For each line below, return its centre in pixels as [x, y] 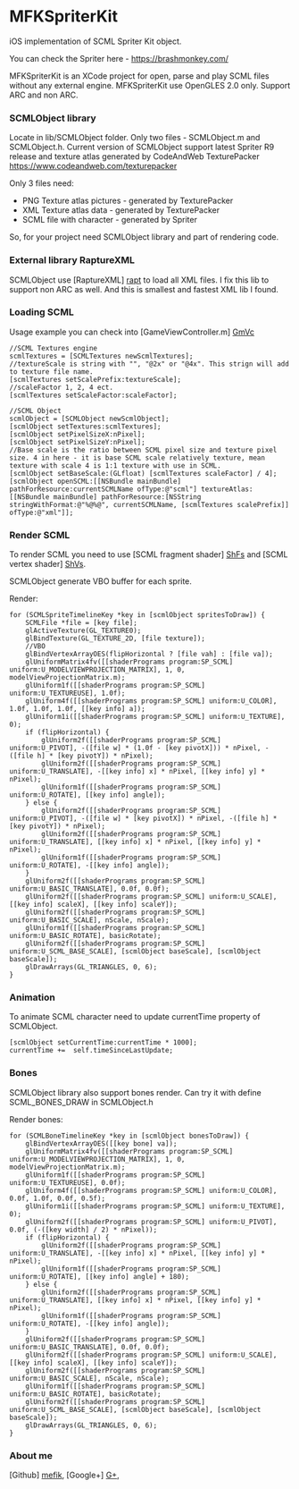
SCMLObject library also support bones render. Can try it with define [135, 1092]
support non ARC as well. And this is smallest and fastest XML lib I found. [144, 289]
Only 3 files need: [42, 183]
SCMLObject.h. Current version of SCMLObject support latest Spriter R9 [142, 147]
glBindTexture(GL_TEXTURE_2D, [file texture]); [115, 639]
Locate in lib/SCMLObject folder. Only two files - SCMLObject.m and [135, 138]
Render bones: [37, 1119]
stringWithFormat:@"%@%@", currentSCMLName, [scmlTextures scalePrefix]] [149, 504]
